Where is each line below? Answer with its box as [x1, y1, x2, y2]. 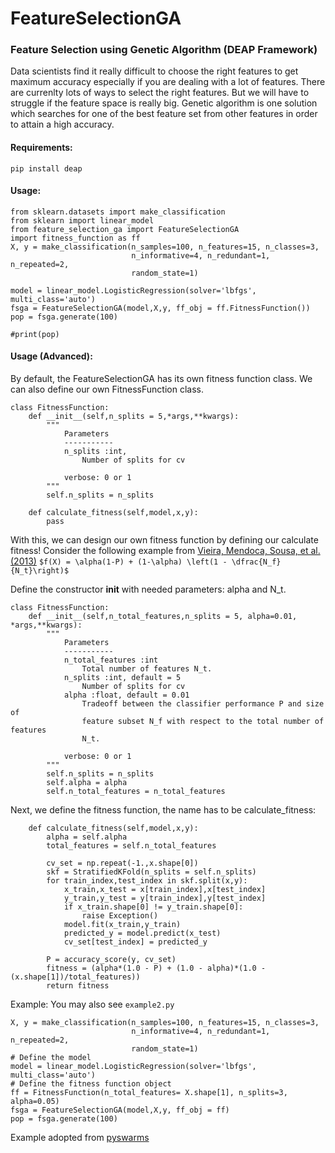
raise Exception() [81, 911, 159, 921]
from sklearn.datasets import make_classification [10, 207, 226, 217]
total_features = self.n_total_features [46, 841, 217, 851]
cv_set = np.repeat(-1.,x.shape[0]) [46, 858, 199, 869]
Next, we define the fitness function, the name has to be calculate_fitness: [10, 804, 317, 816]
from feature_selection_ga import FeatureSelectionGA [10, 224, 240, 234]
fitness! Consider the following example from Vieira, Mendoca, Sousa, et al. [10, 545, 321, 557]
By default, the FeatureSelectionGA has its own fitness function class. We [10, 373, 313, 385]
